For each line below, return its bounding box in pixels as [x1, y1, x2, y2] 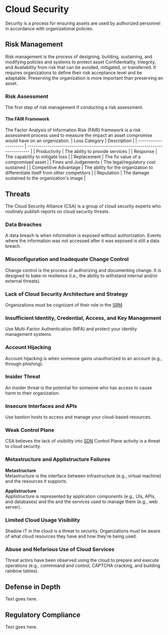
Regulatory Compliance [5, 610, 81, 619]
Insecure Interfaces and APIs [5, 402, 78, 409]
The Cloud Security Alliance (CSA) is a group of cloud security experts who [5, 203, 161, 209]
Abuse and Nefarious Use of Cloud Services [5, 545, 114, 552]
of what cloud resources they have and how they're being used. [5, 533, 137, 539]
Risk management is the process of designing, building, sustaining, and [5, 53, 152, 59]
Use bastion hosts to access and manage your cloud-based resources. [5, 414, 152, 420]
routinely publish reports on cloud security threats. [5, 208, 110, 215]
